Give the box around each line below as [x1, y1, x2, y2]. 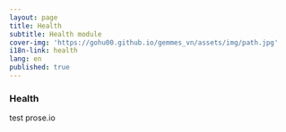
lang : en [9, 54, 42, 63]
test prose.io [9, 112, 56, 123]
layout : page [9, 12, 58, 22]
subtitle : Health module [9, 29, 102, 38]
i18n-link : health [9, 46, 78, 55]
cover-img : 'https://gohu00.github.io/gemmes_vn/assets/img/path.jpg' [9, 37, 279, 47]
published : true [9, 63, 70, 72]
